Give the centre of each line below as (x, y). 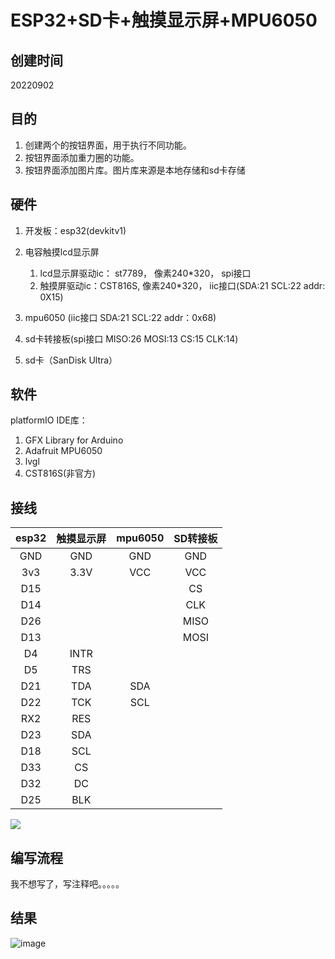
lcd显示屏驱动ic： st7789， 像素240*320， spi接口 (145, 273)
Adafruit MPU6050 (63, 451)
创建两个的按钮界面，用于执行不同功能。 (108, 145)
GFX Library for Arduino (74, 440)
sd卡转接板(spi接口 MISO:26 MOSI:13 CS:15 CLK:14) (131, 338)
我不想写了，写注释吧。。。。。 (67, 884)
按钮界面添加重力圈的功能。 (82, 157)
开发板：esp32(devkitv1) (75, 230)
